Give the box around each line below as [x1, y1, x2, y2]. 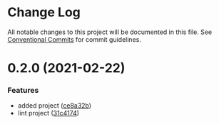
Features [7, 86, 39, 96]
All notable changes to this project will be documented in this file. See [7, 28, 213, 36]
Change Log [7, 4, 81, 21]
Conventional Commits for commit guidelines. [7, 35, 141, 43]
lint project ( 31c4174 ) [17, 109, 80, 118]
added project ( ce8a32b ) [17, 101, 91, 110]
